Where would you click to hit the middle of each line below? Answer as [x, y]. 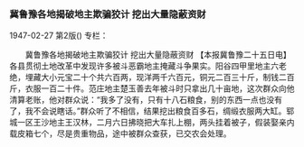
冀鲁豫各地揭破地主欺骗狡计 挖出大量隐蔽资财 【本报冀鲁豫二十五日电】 [158, 55]
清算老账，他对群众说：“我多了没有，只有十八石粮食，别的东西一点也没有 [146, 100]
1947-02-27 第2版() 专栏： [59, 36]
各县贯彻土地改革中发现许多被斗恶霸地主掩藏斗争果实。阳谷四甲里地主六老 [148, 66]
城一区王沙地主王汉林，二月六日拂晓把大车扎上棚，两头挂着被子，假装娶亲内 [152, 123]
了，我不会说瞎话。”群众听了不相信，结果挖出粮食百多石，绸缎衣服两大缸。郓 [152, 111]
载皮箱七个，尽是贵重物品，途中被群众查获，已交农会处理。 [120, 133]
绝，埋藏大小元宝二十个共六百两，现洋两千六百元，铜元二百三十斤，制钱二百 [152, 78]
